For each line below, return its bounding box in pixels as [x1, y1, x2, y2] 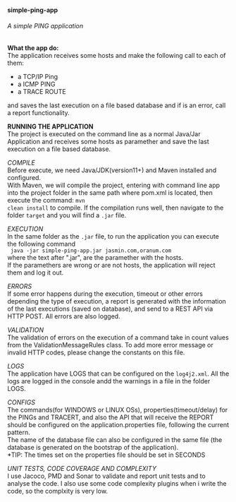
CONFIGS [7, 398, 35, 406]
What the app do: [7, 43, 59, 52]
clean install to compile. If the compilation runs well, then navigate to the [7, 203, 224, 212]
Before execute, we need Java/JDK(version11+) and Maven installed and [7, 166, 217, 174]
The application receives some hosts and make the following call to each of [7, 51, 226, 59]
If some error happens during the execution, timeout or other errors [7, 289, 203, 298]
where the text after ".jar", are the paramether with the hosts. [7, 253, 184, 261]
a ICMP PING [17, 80, 56, 88]
